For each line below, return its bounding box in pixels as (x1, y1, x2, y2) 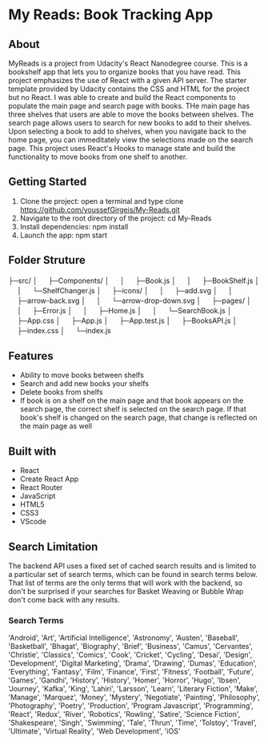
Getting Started (8, 175, 87, 189)
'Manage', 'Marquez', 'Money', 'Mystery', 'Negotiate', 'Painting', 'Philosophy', (8, 693, 260, 702)
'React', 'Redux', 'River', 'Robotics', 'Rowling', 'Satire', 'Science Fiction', (8, 710, 241, 719)
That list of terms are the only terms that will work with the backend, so (8, 578, 242, 588)
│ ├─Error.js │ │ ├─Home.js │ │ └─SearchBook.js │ (17, 305, 232, 315)
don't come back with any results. (8, 595, 120, 605)
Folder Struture (8, 253, 86, 267)
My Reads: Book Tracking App (8, 6, 214, 24)
